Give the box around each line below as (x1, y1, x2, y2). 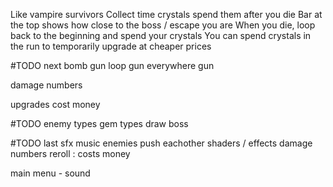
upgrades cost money (10, 99, 101, 110)
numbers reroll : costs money (10, 148, 131, 159)
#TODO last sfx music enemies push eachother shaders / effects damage (10, 137, 313, 149)
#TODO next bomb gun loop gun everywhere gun (10, 60, 215, 71)
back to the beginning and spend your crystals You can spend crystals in (10, 30, 312, 41)
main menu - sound (10, 167, 91, 179)
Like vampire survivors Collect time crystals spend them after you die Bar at (10, 9, 323, 20)
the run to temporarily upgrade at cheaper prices (10, 40, 212, 52)
